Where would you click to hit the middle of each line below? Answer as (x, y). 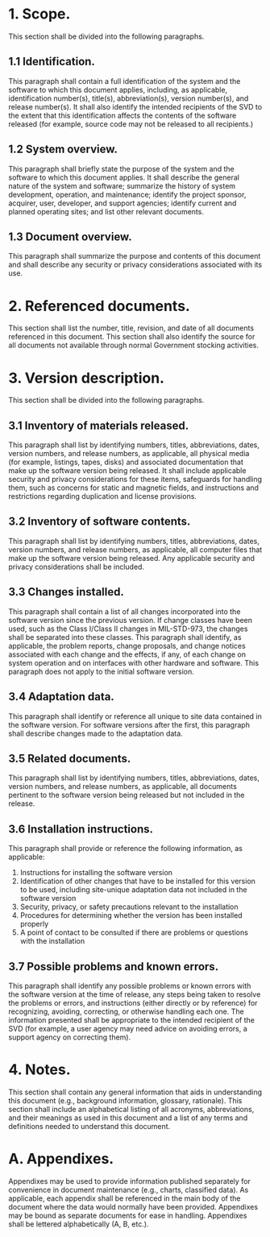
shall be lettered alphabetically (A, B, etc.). (79, 1224)
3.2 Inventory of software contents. (100, 522)
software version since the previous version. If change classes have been (130, 620)
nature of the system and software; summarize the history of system (122, 185)
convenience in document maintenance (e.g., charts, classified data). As (129, 1189)
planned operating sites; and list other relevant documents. (106, 211)
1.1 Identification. (52, 62)
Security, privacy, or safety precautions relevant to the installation (129, 907)
